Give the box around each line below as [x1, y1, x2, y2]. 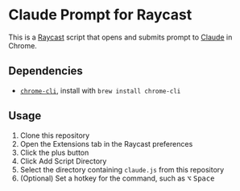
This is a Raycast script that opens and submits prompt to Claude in [8, 32, 233, 42]
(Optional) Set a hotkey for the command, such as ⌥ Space [19, 173, 215, 183]
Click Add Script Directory [19, 156, 107, 166]
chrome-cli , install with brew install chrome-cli [19, 85, 181, 95]
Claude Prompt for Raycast [8, 6, 192, 24]
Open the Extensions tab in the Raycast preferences [19, 139, 193, 148]
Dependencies [8, 64, 83, 78]
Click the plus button [19, 147, 89, 157]
